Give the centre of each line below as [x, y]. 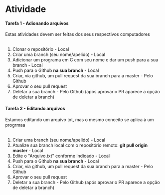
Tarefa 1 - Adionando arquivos [37, 23]
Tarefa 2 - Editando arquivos [35, 108]
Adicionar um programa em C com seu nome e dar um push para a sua [85, 60]
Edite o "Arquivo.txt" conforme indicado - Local [61, 156]
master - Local [28, 150]
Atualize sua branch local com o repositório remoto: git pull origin [80, 145]
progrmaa [15, 125]
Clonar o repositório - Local [41, 49]
